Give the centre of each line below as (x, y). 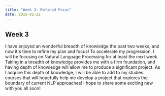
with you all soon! (23, 88)
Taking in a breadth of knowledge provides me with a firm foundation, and (80, 62)
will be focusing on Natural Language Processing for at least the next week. (82, 57)
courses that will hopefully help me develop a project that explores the (76, 78)
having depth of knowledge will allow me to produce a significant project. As (83, 67)
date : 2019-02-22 (23, 14)
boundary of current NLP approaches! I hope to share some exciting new (79, 83)
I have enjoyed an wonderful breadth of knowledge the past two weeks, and (82, 46)
